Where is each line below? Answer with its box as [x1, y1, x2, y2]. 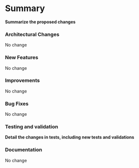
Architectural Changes [5, 31, 59, 38]
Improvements [5, 77, 40, 84]
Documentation [5, 146, 42, 153]
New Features [5, 54, 39, 61]
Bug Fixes [5, 100, 29, 107]
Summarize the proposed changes [5, 19, 76, 25]
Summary [5, 3, 45, 14]
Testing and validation [5, 123, 58, 130]
